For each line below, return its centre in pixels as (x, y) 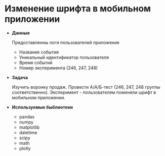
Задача (20, 77)
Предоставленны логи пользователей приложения (65, 42)
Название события (39, 52)
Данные (21, 33)
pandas (27, 116)
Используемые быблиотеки (42, 107)
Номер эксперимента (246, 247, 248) (59, 68)
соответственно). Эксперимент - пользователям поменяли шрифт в (84, 92)
